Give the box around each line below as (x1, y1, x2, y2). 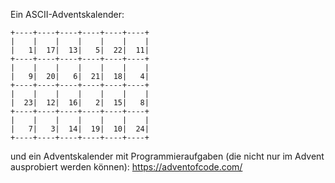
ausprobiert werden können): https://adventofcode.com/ (10, 161, 243, 173)
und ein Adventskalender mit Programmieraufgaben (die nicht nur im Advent (10, 150, 325, 162)
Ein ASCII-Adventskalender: (10, 9, 125, 20)
